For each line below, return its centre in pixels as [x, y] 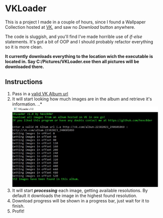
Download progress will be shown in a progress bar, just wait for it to [81, 200]
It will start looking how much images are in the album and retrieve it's [82, 99]
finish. [18, 206]
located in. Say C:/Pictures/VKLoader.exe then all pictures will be [72, 61]
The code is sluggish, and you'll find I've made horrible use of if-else [73, 36]
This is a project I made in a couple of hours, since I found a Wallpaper [75, 22]
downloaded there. [25, 67]
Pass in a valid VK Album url [40, 93]
